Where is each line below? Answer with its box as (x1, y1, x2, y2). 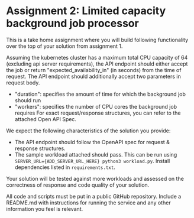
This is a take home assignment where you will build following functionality (6, 36, 189, 43)
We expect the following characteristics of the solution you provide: (6, 127, 171, 134)
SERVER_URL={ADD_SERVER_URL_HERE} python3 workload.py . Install (14, 157, 170, 164)
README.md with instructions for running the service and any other (6, 199, 171, 206)
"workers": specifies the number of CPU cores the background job (14, 103, 177, 110)
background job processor (6, 17, 139, 30)
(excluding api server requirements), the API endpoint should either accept (6, 60, 188, 67)
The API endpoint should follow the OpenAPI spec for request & (14, 138, 170, 145)
